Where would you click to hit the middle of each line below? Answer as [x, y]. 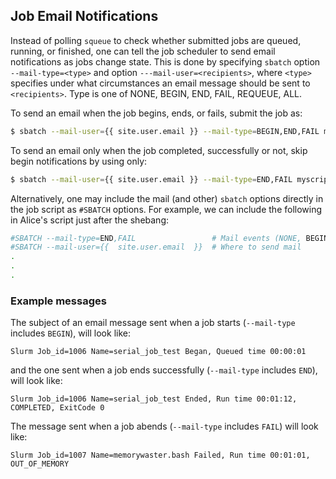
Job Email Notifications [84, 16]
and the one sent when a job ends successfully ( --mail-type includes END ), [164, 370]
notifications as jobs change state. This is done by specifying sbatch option [165, 61]
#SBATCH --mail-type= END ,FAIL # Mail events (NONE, [156, 238]
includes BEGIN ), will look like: [70, 333]
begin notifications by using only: [79, 161]
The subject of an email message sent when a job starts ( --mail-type [153, 323]
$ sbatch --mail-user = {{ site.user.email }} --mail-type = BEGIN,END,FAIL [165, 131]
